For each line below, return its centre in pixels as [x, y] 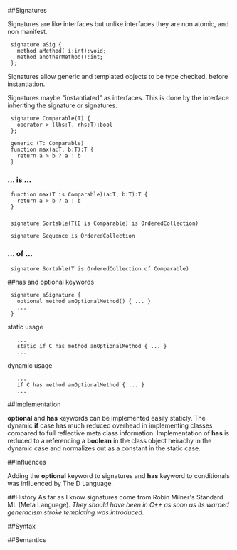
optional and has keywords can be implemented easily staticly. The [107, 418]
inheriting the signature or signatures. [62, 105]
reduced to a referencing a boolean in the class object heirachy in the [110, 440]
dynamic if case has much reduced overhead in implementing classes [110, 425]
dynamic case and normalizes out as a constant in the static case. [104, 448]
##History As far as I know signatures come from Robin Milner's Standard [115, 497]
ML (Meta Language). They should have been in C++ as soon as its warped [118, 504]
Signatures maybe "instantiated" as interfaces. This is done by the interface [118, 98]
